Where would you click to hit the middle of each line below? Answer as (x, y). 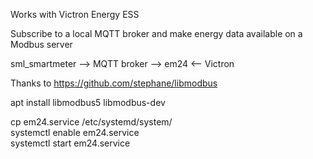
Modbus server (41, 44)
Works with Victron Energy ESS (75, 14)
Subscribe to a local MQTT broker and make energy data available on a (156, 33)
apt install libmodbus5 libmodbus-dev (88, 102)
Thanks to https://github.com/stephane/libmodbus (114, 83)
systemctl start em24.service (70, 143)
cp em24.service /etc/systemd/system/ (91, 122)
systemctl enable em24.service (75, 132)
